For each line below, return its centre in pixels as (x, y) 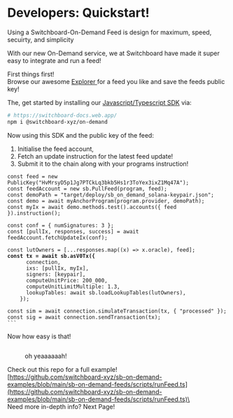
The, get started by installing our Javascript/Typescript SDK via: (100, 102)
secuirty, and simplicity (41, 39)
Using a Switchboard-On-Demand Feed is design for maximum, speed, (110, 32)
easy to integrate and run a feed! (54, 60)
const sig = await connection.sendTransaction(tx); (84, 317)
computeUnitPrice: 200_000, (67, 280)
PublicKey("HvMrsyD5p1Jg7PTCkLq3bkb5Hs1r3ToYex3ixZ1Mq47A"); (98, 182)
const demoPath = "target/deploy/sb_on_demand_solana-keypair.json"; (111, 195)
